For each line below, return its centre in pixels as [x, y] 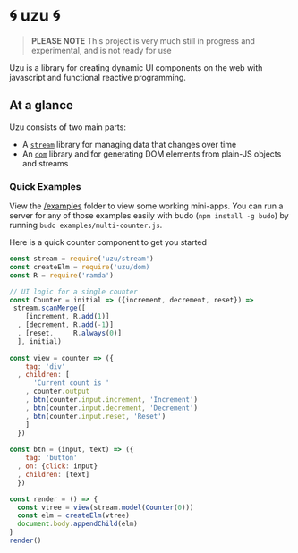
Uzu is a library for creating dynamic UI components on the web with [136, 67]
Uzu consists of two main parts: [68, 127]
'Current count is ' [71, 383]
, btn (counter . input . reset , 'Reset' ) [96, 416]
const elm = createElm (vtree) [73, 515]
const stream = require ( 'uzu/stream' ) [81, 259]
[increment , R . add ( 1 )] [68, 317]
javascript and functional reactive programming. [98, 77]
